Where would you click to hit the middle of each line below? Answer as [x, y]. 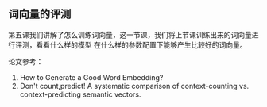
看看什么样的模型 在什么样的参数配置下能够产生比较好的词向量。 [141, 44]
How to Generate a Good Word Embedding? [91, 77]
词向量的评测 [40, 14]
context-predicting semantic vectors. [80, 94]
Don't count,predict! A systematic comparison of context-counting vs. [134, 86]
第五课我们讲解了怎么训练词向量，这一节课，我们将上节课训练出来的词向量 [130, 35]
